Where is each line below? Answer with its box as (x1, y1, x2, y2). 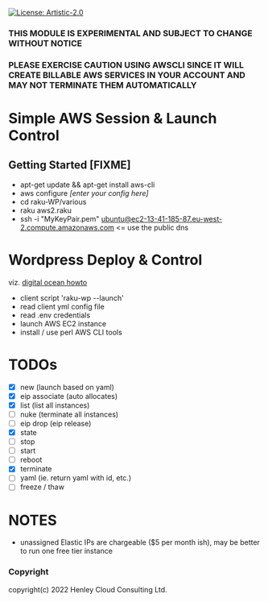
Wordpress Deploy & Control (8, 251, 203, 269)
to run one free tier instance (19, 546, 113, 556)
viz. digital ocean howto (8, 277, 88, 287)
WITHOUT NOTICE (8, 37, 83, 48)
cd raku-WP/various (19, 197, 87, 206)
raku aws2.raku (19, 206, 72, 215)
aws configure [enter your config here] (19, 188, 149, 197)
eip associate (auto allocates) (19, 391, 118, 401)
